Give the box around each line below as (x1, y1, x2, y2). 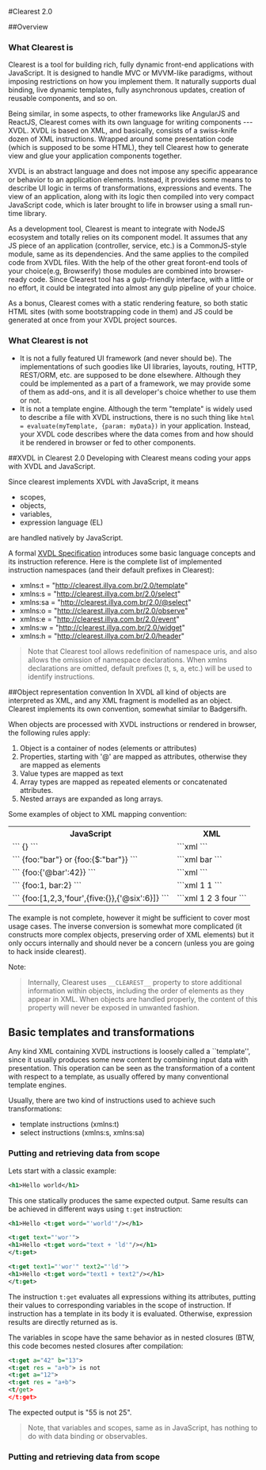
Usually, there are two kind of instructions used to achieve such (8, 1095, 216, 1106)
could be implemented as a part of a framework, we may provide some (19, 379, 251, 388)
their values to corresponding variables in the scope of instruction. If (8, 1300, 232, 1310)
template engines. (8, 1080, 67, 1090)
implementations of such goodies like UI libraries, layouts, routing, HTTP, (19, 361, 257, 371)
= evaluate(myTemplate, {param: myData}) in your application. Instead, (19, 421, 251, 430)
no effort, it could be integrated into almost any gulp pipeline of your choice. (8, 283, 256, 293)
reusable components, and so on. (8, 94, 117, 103)
